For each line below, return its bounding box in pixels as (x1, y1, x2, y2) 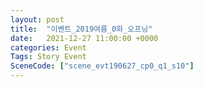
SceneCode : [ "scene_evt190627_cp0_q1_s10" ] (10, 61, 195, 71)
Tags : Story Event (10, 52, 87, 62)
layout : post (10, 14, 65, 25)
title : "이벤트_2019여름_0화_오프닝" (10, 24, 153, 34)
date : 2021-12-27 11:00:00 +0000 (10, 33, 159, 43)
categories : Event (10, 42, 87, 53)
